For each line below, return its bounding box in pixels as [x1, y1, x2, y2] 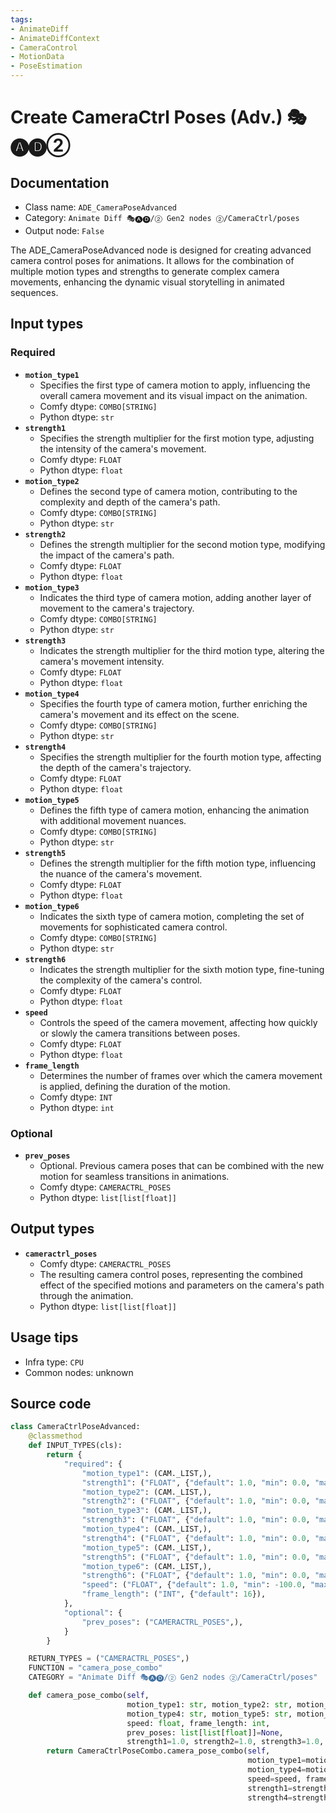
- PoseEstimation [10, 61, 83, 71]
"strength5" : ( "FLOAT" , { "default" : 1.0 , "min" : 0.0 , [81, 1552, 311, 1562]
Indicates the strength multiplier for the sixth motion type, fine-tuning [39, 963, 325, 975]
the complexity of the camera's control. [39, 974, 203, 986]
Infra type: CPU [24, 1356, 84, 1368]
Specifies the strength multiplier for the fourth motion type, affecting [39, 751, 322, 763]
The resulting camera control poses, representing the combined [39, 1268, 303, 1280]
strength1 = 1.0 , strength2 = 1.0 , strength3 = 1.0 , [126, 1737, 325, 1747]
